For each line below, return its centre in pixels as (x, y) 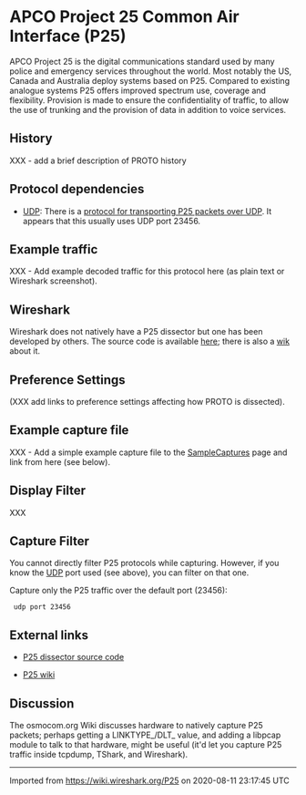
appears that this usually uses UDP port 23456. (112, 221)
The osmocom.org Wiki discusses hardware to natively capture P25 (137, 726)
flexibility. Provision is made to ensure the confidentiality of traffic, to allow (149, 100)
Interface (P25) (68, 36)
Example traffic (54, 249)
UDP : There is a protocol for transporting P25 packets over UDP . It (147, 211)
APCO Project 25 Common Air (124, 17)
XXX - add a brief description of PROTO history (98, 160)
